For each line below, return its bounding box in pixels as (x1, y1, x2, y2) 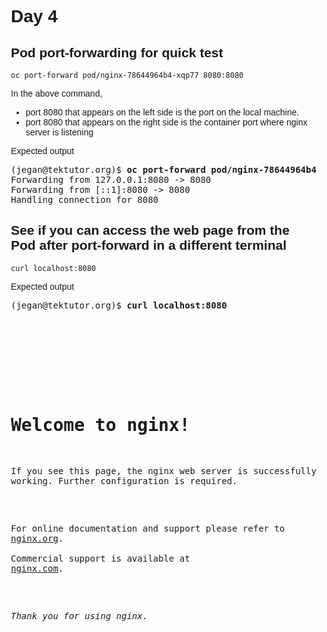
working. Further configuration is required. (10, 475, 238, 486)
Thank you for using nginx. (10, 610, 149, 621)
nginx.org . (10, 532, 64, 544)
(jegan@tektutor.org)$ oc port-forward (10, 164, 206, 175)
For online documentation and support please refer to (10, 522, 286, 534)
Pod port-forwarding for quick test (10, 44, 224, 60)
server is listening (25, 127, 94, 138)
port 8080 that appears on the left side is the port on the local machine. (25, 107, 300, 118)
